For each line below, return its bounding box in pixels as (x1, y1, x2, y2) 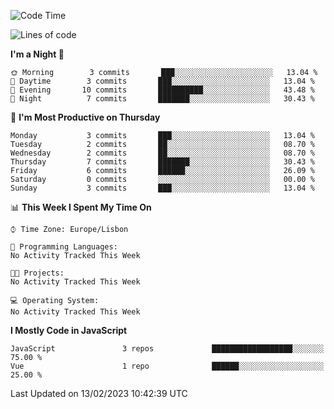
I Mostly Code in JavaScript (10, 325, 128, 336)
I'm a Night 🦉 (10, 48, 65, 60)
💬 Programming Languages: (10, 242, 118, 252)
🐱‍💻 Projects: (10, 268, 65, 278)
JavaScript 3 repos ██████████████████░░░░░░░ (10, 344, 325, 354)
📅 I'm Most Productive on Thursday (10, 111, 161, 123)
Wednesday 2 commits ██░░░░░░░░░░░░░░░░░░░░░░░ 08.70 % (10, 148, 315, 158)
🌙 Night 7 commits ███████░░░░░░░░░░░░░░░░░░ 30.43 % (10, 94, 315, 104)
